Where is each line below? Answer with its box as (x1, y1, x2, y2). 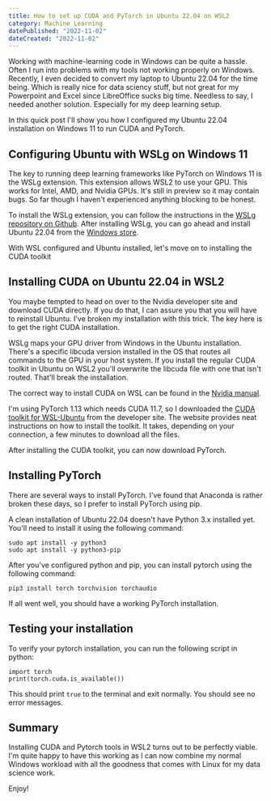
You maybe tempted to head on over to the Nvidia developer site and (8, 296, 238, 306)
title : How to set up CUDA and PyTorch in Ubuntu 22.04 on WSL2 (8, 11, 230, 20)
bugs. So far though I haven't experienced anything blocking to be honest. (8, 195, 256, 205)
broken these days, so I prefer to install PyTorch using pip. (8, 498, 202, 508)
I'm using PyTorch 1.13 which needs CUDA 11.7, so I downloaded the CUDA (8, 404, 256, 413)
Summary (8, 721, 59, 735)
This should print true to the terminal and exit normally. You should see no (8, 689, 256, 698)
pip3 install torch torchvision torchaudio (8, 584, 158, 592)
